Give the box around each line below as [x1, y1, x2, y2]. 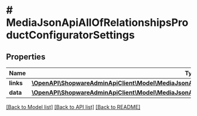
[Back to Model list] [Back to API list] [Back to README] [6, 104, 141, 110]
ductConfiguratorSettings [6, 29, 135, 42]
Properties [6, 52, 46, 62]
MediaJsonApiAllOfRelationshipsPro [6, 16, 189, 29]
